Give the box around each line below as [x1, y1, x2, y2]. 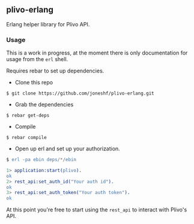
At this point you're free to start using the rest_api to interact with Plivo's [6, 206, 187, 213]
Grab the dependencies [14, 101, 74, 108]
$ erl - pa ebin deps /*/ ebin [6, 157, 77, 163]
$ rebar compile [6, 135, 47, 141]
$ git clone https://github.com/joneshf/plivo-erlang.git [6, 90, 154, 96]
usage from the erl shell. [6, 56, 68, 63]
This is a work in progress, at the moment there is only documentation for [6, 49, 188, 56]
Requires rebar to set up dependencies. [6, 67, 105, 74]
